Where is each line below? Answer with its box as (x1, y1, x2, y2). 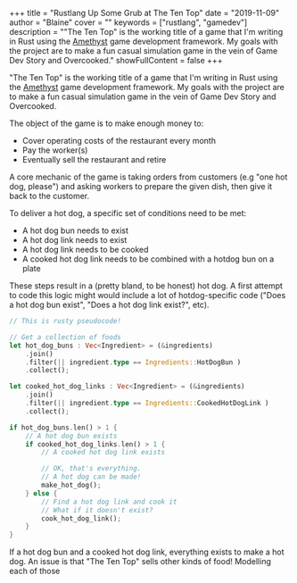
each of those (9, 566, 61, 577)
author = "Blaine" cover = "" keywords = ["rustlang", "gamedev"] (9, 17, 248, 28)
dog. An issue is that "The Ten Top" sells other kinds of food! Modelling (9, 556, 272, 567)
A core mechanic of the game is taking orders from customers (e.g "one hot (9, 171, 288, 182)
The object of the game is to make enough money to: (9, 118, 204, 129)
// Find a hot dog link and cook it (41, 497, 177, 506)
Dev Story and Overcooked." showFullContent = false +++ (9, 55, 223, 65)
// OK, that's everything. (41, 464, 142, 473)
